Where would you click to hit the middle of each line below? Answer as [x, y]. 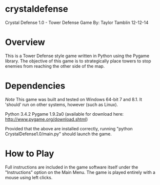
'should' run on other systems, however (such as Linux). [61, 104]
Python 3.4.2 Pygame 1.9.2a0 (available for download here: [64, 114]
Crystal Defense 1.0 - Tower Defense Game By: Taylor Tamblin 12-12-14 [77, 22]
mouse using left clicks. [29, 177]
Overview [25, 42]
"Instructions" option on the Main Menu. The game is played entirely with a [80, 172]
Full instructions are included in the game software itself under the [72, 167]
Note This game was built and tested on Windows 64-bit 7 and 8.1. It [74, 99]
